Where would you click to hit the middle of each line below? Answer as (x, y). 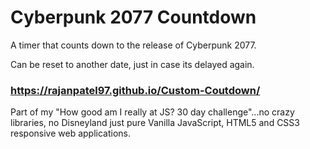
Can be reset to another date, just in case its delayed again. (132, 64)
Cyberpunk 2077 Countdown (133, 17)
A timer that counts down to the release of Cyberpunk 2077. (133, 45)
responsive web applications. (71, 133)
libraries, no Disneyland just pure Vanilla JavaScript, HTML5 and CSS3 (155, 123)
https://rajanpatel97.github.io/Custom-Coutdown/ (135, 90)
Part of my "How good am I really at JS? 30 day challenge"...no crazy (152, 112)
